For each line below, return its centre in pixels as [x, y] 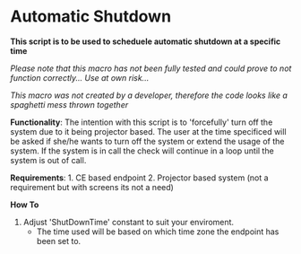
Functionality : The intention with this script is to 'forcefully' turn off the [142, 122]
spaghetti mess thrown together [69, 104]
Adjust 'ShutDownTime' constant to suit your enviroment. [129, 222]
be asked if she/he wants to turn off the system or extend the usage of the [147, 141]
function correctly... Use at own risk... [80, 77]
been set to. [59, 241]
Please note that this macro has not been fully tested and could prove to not [151, 68]
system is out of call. [48, 160]
